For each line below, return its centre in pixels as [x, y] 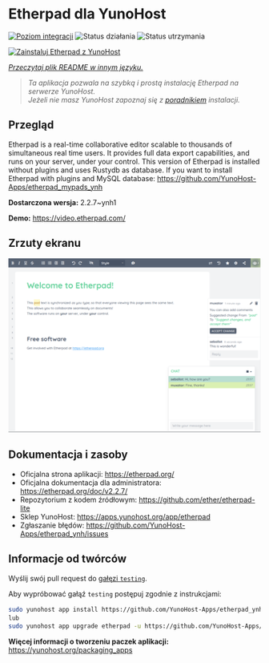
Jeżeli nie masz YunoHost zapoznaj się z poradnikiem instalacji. [134, 99]
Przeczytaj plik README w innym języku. [76, 67]
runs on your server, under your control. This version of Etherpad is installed [134, 161]
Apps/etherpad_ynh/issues [64, 533]
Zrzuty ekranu [45, 243]
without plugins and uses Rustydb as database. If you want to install [120, 170]
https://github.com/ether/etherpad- [197, 499]
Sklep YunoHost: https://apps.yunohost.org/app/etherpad [115, 516]
